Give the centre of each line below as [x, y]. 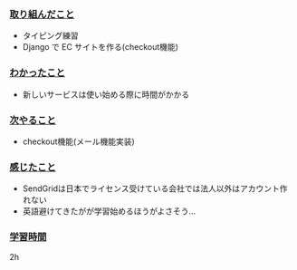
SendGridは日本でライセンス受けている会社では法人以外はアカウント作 [155, 188]
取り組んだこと [42, 14]
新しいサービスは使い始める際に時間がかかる [106, 94]
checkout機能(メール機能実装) [79, 141]
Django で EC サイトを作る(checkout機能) [101, 47]
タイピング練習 [50, 36]
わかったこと [38, 72]
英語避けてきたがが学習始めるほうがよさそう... [109, 211]
